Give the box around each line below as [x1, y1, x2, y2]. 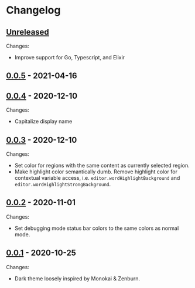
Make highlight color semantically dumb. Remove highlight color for [14, 168, 177, 175]
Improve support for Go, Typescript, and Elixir [14, 54, 125, 61]
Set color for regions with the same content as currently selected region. [14, 162, 190, 169]
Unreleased [6, 27, 50, 37]
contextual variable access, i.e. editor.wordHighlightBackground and [14, 175, 180, 182]
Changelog [6, 4, 61, 17]
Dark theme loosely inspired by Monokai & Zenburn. [14, 274, 141, 282]
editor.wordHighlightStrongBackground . [14, 180, 111, 188]
